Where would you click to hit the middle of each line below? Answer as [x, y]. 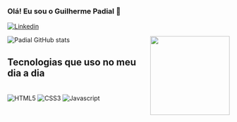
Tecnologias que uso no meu [72, 62]
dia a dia [26, 73]
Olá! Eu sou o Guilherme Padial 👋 [64, 11]
